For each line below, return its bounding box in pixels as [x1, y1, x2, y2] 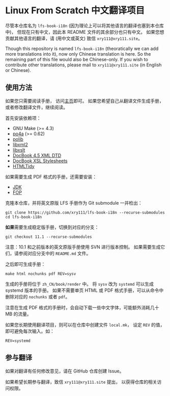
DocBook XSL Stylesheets [12, 158, 68, 164]
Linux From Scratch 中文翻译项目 [5, 5, 145, 16]
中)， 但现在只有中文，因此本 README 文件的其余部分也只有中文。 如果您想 [5, 29, 164, 35]
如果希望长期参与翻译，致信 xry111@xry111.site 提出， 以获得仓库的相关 [5, 379, 157, 385]
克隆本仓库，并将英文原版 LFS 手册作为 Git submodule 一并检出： [5, 200, 143, 206]
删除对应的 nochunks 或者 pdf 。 [5, 293, 70, 300]
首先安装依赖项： [5, 115, 41, 121]
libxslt [12, 146, 25, 153]
